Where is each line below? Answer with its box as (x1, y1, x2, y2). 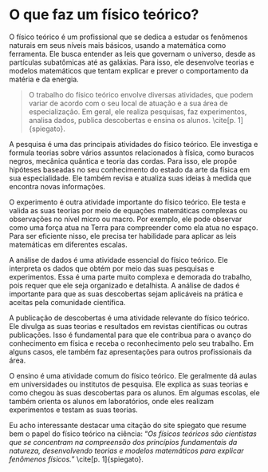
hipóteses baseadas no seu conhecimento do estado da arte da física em (9, 165, 250, 174)
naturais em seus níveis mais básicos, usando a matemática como (9, 40, 227, 50)
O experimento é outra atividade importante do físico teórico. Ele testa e (9, 197, 246, 207)
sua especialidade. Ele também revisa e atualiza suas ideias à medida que (9, 173, 252, 183)
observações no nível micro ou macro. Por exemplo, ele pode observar (9, 214, 242, 224)
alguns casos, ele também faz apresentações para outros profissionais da (9, 347, 252, 356)
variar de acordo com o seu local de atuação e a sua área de (28, 98, 228, 108)
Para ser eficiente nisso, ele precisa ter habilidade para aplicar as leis (9, 231, 237, 240)
